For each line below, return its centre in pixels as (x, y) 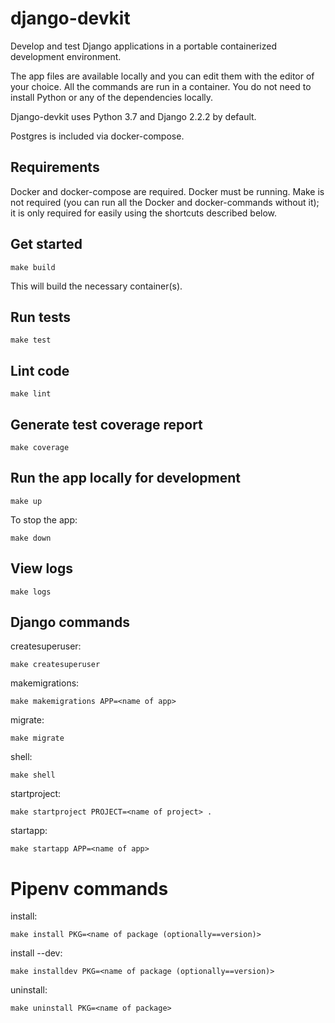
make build (33, 267)
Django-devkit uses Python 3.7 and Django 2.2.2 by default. (133, 116)
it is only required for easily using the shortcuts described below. (144, 213)
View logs (42, 568)
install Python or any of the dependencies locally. (112, 97)
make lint (31, 394)
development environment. (66, 56)
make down (31, 538)
